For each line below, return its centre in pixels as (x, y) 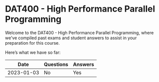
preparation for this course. (32, 43)
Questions (56, 64)
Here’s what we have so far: (33, 52)
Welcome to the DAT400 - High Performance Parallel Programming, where (79, 33)
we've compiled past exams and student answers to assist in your (71, 38)
